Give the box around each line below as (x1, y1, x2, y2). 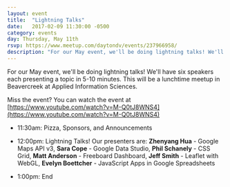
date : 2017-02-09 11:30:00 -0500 (7, 23, 110, 30)
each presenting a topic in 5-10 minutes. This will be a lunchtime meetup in (7, 75, 220, 83)
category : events (7, 29, 57, 37)
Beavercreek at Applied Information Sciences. (7, 82, 138, 90)
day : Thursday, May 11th (7, 36, 79, 43)
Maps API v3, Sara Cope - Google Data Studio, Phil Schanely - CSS (17, 144, 211, 152)
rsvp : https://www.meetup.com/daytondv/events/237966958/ (7, 42, 178, 49)
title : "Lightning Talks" (7, 17, 85, 23)
